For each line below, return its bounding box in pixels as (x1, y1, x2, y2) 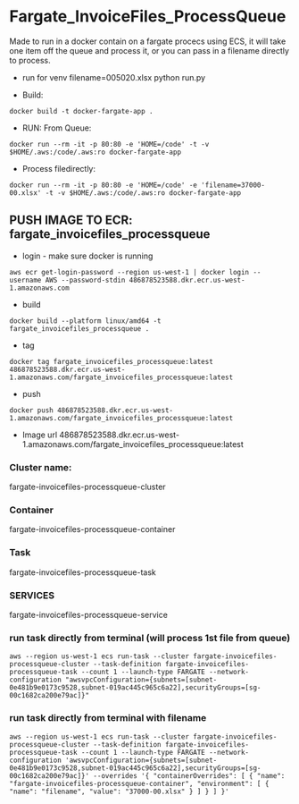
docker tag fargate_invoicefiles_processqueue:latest (9, 357, 214, 366)
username (9, 275, 42, 284)
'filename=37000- (200, 181, 266, 190)
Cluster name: (9, 461, 72, 473)
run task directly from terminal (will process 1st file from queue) (9, 631, 291, 644)
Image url (21, 429, 58, 440)
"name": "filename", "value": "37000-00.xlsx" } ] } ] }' (9, 787, 229, 796)
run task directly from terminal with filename (9, 712, 207, 724)
